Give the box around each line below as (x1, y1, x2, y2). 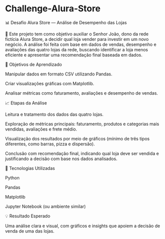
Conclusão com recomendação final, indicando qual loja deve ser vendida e (5, 150, 159, 156)
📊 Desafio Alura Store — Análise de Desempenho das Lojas (5, 19, 127, 25)
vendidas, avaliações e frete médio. (5, 126, 77, 132)
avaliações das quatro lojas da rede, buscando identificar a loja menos (5, 46, 148, 52)
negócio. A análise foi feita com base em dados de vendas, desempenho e (5, 41, 157, 47)
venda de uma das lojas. (5, 228, 55, 234)
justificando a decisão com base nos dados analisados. (5, 156, 118, 162)
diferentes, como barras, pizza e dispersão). (5, 141, 95, 147)
